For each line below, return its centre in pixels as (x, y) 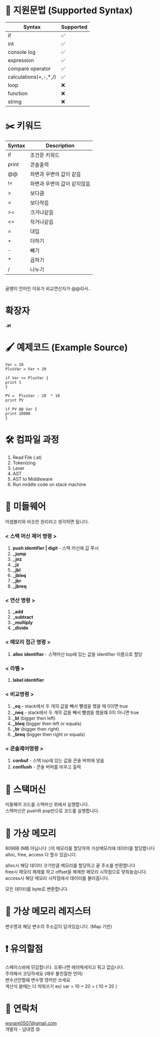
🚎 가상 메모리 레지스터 (48, 912)
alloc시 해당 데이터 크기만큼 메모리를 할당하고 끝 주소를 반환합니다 (70, 866)
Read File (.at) (27, 457)
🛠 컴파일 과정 (32, 439)
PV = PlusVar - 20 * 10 (32, 396)
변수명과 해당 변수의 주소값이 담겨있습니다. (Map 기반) (59, 927)
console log (22, 52)
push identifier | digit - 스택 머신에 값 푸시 (55, 548)
